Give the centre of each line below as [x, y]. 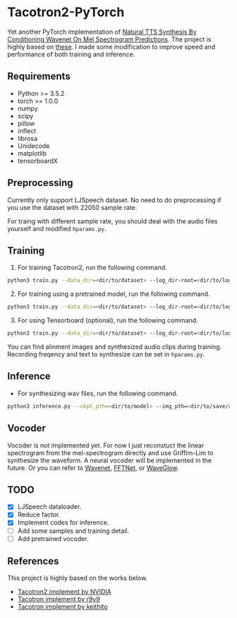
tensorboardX [38, 161]
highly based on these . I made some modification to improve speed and [111, 47]
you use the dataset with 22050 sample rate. [72, 207]
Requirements [39, 76]
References [33, 561]
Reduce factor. [39, 514]
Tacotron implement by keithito [62, 607]
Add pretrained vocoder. [53, 538]
